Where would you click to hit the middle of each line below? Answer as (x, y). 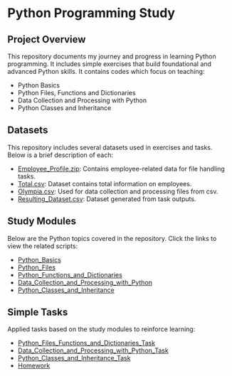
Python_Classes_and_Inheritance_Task (74, 358)
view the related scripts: (43, 246)
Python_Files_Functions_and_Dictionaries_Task (86, 343)
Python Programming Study (91, 13)
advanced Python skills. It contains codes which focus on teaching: (106, 71)
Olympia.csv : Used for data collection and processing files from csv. (118, 191)
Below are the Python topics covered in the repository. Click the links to (112, 238)
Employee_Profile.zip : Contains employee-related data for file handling (121, 168)
